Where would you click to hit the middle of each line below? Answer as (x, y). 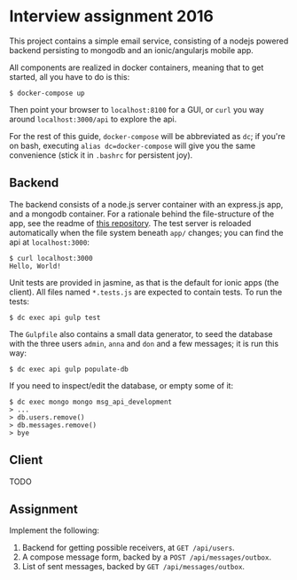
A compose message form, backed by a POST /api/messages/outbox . (147, 557)
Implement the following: (55, 530)
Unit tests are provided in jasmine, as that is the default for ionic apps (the (144, 282)
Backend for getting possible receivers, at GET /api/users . (128, 548)
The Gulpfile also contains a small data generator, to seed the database (141, 333)
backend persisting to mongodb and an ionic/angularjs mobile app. (132, 50)
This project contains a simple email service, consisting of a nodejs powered (149, 41)
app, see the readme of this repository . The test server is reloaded (130, 223)
